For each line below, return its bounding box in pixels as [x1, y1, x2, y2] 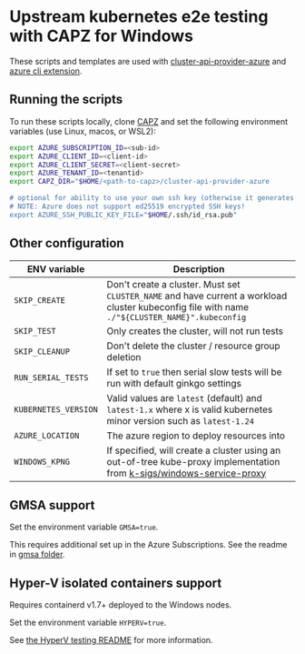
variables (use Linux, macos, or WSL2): [9, 126, 156, 136]
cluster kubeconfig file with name [106, 300, 250, 313]
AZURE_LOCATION [14, 430, 80, 440]
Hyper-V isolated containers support [9, 575, 222, 590]
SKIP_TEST [14, 326, 56, 336]
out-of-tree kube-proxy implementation [106, 455, 280, 468]
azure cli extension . [9, 65, 83, 76]
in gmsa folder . [9, 548, 65, 560]
